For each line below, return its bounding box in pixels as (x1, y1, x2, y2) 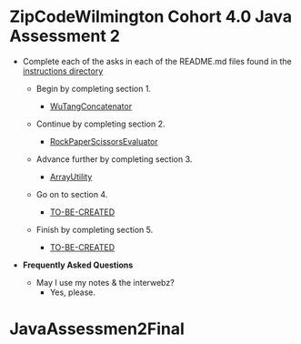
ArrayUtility (49, 171, 93, 182)
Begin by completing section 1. (35, 83, 152, 94)
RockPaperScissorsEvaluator (49, 136, 158, 147)
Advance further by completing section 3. (35, 153, 193, 165)
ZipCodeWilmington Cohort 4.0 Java (9, 6, 293, 27)
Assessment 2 (9, 25, 121, 46)
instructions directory (22, 66, 104, 76)
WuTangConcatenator (49, 100, 133, 111)
